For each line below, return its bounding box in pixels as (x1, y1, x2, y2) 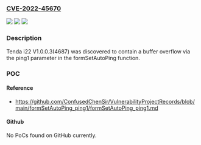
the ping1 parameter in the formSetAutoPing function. (6, 54, 140, 61)
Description (6, 34, 42, 42)
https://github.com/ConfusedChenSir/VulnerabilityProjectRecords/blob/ (15, 98, 195, 105)
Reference (6, 84, 33, 92)
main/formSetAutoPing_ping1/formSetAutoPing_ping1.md (15, 104, 158, 112)
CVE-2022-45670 (6, 4, 62, 13)
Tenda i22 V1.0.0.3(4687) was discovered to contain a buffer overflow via (6, 47, 191, 55)
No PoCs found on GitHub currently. (6, 132, 97, 139)
